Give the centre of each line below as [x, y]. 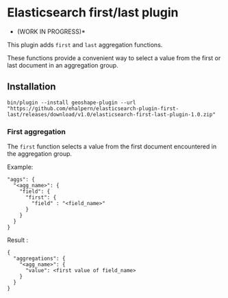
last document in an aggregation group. [63, 65]
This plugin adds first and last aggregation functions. [85, 44]
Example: [20, 167]
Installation [31, 87]
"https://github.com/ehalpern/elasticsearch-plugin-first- [93, 108]
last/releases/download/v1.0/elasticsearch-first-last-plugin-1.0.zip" [111, 114]
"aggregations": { [40, 259]
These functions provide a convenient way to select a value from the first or [114, 58]
